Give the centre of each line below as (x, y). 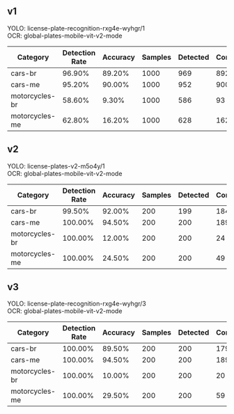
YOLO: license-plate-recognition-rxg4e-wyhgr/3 (77, 304)
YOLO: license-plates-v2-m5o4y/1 (56, 166)
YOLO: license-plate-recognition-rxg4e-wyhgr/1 (76, 28)
